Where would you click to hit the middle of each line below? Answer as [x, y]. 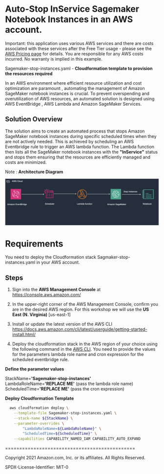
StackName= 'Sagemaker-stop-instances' [48, 379]
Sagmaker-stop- [114, 257]
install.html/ [24, 335]
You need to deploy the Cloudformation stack [51, 257]
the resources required [29, 73]
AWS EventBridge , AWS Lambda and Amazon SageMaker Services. [73, 104]
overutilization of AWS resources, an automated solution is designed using [80, 98]
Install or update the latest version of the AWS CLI [62, 324]
